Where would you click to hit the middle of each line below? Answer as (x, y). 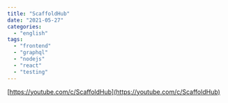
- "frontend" (32, 46)
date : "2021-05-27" (36, 20)
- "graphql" (31, 53)
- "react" (28, 65)
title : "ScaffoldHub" (39, 14)
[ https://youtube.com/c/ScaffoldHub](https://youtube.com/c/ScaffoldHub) (114, 92)
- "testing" (31, 72)
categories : (24, 26)
